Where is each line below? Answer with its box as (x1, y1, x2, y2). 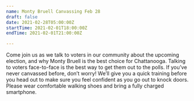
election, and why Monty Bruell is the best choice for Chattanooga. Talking (6, 58, 186, 65)
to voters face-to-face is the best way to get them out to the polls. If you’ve (6, 64, 188, 71)
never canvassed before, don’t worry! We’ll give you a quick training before (6, 70, 187, 77)
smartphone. (6, 89, 37, 96)
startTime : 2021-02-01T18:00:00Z (6, 25, 88, 31)
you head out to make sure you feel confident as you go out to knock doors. (6, 76, 189, 83)
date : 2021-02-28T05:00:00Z (6, 19, 75, 25)
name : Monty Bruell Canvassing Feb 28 (6, 8, 101, 15)
